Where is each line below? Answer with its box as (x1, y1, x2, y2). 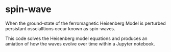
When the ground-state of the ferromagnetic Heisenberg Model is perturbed (5, 20, 166, 26)
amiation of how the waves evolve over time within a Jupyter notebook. (5, 40, 155, 46)
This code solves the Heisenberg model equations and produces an (5, 35, 148, 41)
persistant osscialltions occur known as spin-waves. (5, 25, 116, 31)
